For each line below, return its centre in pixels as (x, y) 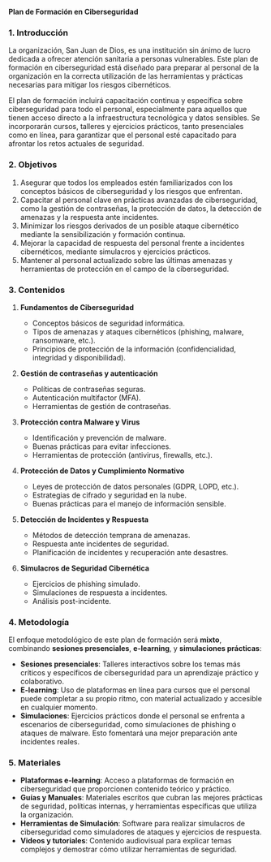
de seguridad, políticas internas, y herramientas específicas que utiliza (138, 806)
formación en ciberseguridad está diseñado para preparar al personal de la (134, 67)
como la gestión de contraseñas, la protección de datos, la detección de (141, 208)
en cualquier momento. (59, 707)
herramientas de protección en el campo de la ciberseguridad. (125, 269)
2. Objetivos (33, 165)
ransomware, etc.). (64, 340)
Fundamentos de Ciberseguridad (77, 307)
